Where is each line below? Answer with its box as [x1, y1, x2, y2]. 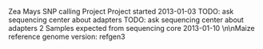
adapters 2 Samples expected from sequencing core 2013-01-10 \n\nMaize [8, 24, 255, 32]
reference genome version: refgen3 [8, 32, 126, 41]
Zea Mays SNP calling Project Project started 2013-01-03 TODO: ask [8, 7, 234, 16]
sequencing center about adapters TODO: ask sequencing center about [8, 15, 244, 24]
